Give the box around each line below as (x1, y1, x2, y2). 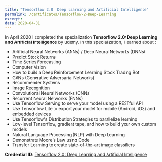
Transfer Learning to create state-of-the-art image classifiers (12, 142, 135, 148)
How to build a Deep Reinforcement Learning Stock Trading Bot (12, 69, 140, 76)
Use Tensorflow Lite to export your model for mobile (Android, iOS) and (12, 106, 156, 112)
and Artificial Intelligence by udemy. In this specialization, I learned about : (5, 40, 157, 45)
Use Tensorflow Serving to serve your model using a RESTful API (12, 101, 143, 106)
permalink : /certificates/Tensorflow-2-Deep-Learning (5, 12, 117, 17)
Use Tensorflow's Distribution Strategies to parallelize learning (12, 116, 138, 122)
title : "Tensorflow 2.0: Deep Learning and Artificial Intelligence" (5, 7, 149, 12)
